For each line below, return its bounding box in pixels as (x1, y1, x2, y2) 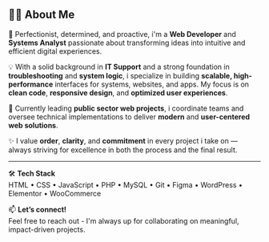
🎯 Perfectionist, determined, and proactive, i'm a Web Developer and (8, 29, 236, 38)
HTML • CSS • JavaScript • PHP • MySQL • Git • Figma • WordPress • (8, 179, 243, 189)
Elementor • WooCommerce (8, 188, 102, 198)
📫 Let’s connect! (8, 204, 66, 214)
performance (8, 79, 54, 89)
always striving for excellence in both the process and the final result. (8, 145, 238, 155)
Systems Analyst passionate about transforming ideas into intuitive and (8, 38, 246, 47)
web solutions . (8, 120, 58, 130)
